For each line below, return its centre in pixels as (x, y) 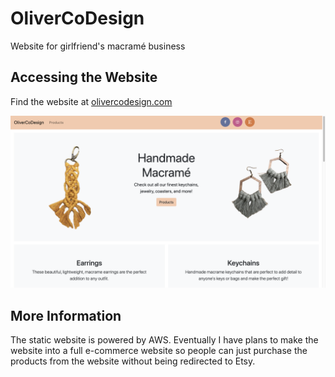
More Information (66, 315)
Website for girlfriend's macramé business (98, 46)
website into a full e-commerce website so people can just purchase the (159, 351)
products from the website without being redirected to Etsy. (133, 361)
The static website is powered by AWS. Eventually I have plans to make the (164, 340)
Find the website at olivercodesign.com (91, 101)
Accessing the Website (84, 77)
